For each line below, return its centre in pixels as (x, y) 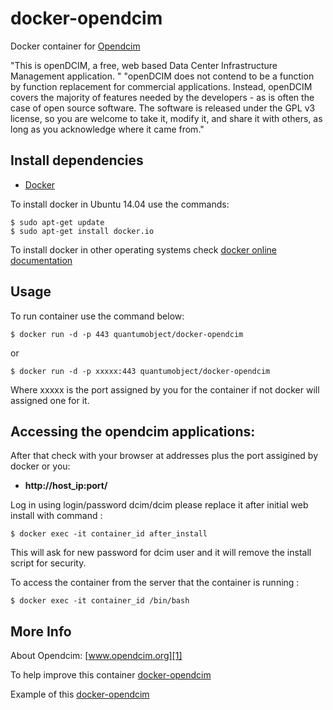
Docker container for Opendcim (75, 46)
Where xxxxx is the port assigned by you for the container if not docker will (165, 389)
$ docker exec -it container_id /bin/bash (100, 601)
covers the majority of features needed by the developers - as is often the (162, 97)
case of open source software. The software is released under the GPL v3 (163, 108)
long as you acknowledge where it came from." (107, 129)
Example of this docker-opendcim (80, 694)
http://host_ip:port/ (66, 486)
